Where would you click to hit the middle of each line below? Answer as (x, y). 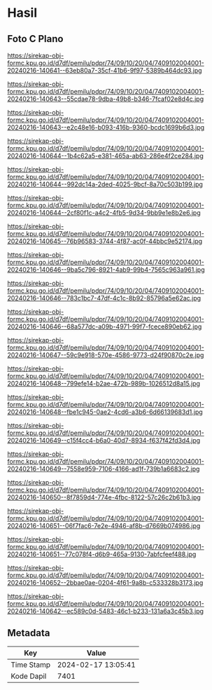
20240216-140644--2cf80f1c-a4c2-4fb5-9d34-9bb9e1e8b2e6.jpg (104, 213)
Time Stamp (31, 665)
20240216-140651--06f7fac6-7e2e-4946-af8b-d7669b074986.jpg (104, 526)
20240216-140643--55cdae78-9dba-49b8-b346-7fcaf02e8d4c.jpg (106, 99)
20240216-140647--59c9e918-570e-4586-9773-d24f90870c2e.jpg (106, 355)
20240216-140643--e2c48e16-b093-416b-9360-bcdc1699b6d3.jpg (106, 127)
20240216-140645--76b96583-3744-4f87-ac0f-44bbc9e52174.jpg (105, 241)
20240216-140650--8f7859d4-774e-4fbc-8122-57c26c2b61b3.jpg (104, 497)
